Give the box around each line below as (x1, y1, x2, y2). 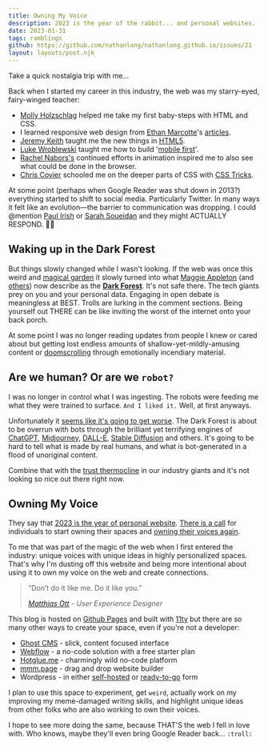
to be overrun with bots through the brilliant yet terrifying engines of (8, 424, 233, 434)
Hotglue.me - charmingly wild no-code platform (19, 656, 178, 665)
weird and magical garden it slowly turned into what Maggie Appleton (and (8, 272, 254, 282)
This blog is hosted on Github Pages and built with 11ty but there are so (8, 614, 242, 624)
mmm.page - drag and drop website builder (19, 664, 164, 673)
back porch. (8, 315, 48, 324)
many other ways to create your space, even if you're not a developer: (8, 623, 240, 632)
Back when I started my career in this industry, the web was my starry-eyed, (8, 86, 260, 96)
